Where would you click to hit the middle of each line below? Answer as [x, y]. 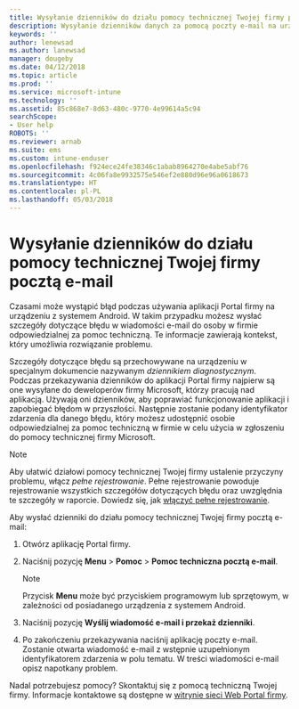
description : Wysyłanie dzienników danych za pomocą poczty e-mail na [143, 26]
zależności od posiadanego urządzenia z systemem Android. [134, 605]
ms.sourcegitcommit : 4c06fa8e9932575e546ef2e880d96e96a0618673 [129, 175]
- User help [31, 126]
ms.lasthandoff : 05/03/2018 [61, 200]
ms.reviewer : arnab [45, 142]
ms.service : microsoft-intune [65, 92]
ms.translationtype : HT [53, 183]
